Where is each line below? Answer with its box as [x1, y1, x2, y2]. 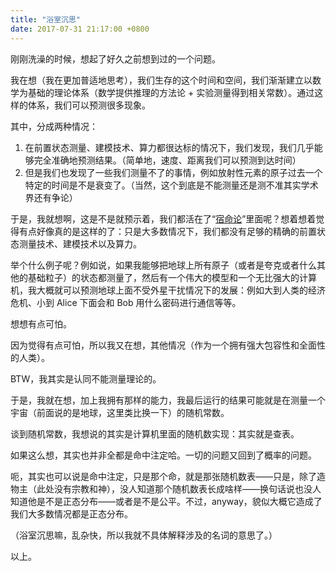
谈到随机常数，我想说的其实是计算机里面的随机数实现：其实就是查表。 [10, 427, 300, 440]
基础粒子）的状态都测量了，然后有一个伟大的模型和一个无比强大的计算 [27, 271, 317, 283]
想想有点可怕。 [10, 317, 72, 330]
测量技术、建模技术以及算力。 [18, 237, 142, 250]
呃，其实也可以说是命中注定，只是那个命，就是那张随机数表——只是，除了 [10, 470, 317, 482]
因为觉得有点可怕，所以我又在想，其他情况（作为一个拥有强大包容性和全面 [10, 339, 317, 351]
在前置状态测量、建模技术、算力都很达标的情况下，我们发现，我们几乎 [24, 141, 315, 153]
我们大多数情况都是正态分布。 [10, 507, 133, 520]
